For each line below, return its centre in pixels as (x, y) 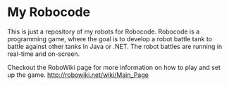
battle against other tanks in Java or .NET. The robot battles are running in (115, 46)
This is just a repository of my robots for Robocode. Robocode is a (104, 31)
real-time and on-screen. (44, 54)
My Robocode (49, 12)
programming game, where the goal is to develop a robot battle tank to (110, 38)
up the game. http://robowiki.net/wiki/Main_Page (78, 75)
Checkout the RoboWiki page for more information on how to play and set (114, 67)
